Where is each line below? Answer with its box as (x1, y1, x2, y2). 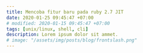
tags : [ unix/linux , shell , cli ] (6, 26, 88, 32)
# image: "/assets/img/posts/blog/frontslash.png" (6, 37, 138, 43)
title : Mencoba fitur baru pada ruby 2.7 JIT (6, 9, 124, 15)
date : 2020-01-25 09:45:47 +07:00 (6, 15, 94, 21)
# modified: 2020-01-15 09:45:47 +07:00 (6, 20, 111, 26)
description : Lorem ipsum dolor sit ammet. (6, 32, 119, 38)
